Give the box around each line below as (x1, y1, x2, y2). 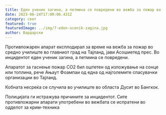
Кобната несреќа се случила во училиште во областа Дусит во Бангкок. (5, 84, 160, 90)
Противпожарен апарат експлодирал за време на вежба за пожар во (5, 44, 153, 50)
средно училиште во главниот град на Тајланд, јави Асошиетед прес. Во (5, 49, 160, 55)
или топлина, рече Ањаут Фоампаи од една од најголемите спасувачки (5, 69, 158, 75)
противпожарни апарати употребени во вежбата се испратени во (5, 99, 146, 105)
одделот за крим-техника (5, 105, 60, 110)
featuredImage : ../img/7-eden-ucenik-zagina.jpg (5, 26, 108, 31)
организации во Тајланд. (5, 75, 58, 80)
